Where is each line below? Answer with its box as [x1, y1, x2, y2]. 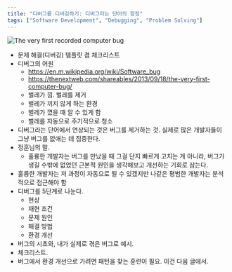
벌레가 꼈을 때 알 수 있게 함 [27, 108, 101, 116]
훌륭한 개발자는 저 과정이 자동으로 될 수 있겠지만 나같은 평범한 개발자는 [17, 169, 211, 177]
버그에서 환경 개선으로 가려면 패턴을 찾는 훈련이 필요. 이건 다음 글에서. [17, 257, 209, 265]
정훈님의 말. [17, 143, 51, 151]
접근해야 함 [36, 178, 67, 186]
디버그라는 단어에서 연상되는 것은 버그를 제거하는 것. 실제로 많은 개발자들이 [17, 125, 223, 134]
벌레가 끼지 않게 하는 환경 [27, 99, 98, 107]
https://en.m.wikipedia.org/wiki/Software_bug [27, 67, 161, 76]
